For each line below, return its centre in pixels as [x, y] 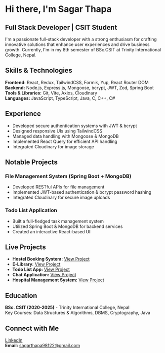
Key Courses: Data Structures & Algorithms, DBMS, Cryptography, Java [78, 313]
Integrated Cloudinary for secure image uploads [61, 198]
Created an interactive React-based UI [51, 231]
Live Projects [25, 247]
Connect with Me [32, 328]
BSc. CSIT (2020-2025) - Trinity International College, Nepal [67, 308]
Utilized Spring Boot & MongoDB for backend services [67, 226]
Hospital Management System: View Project [58, 280]
